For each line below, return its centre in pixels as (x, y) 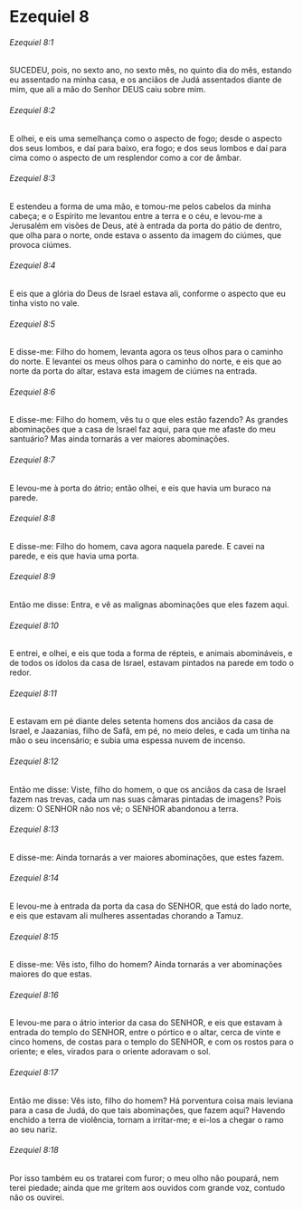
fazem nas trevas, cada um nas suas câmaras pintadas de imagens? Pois (146, 799)
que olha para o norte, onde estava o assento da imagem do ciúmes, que (146, 235)
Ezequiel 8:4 (33, 265)
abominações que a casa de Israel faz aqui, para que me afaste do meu (142, 429)
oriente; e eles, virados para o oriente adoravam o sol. (110, 1052)
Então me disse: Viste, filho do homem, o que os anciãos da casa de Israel (148, 789)
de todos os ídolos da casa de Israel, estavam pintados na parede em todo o (151, 663)
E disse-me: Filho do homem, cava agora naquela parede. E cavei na (137, 546)
